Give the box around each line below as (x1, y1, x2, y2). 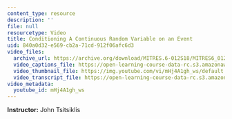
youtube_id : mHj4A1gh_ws (13, 87, 85, 94)
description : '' (7, 17, 54, 23)
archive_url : (13, 55, 51, 62)
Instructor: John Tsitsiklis (7, 106, 81, 114)
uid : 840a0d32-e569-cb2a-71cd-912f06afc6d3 (7, 42, 135, 49)
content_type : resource (7, 10, 76, 17)
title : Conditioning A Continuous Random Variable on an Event (7, 36, 193, 43)
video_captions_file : (13, 61, 76, 68)
